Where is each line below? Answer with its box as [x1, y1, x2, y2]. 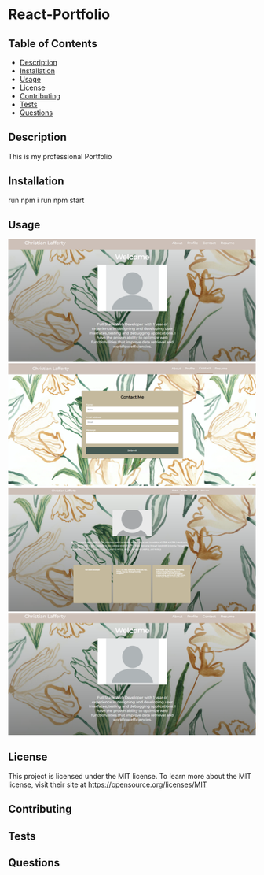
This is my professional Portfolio [8, 151, 112, 161]
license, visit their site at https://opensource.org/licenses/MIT [8, 780, 207, 789]
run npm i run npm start [8, 195, 85, 205]
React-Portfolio [8, 6, 111, 24]
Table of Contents [8, 37, 98, 50]
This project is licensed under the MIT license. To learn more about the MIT [8, 771, 252, 780]
